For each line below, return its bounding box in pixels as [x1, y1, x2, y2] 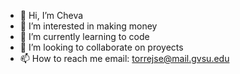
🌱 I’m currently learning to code [19, 31, 150, 42]
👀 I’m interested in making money [19, 20, 158, 32]
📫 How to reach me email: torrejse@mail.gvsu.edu [19, 53, 230, 64]
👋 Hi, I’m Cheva [19, 10, 84, 21]
